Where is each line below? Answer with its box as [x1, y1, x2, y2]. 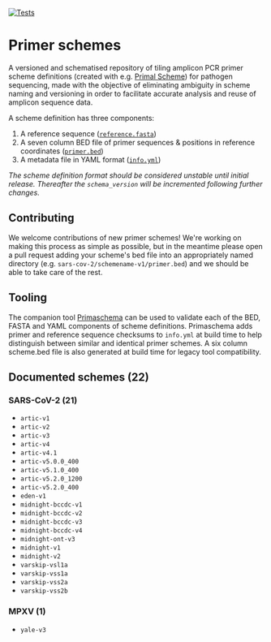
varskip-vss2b [19, 587, 68, 596]
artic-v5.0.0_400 [19, 458, 80, 466]
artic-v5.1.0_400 [19, 467, 80, 475]
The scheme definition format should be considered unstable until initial [8, 170, 249, 180]
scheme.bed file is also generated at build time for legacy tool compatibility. [8, 347, 262, 356]
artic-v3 [19, 432, 50, 440]
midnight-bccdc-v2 [19, 510, 83, 518]
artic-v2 [19, 423, 50, 432]
